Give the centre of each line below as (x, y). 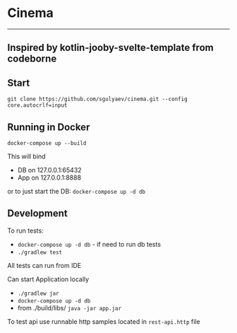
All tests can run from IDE (44, 265)
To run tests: (25, 230)
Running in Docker (49, 127)
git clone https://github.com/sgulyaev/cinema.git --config (98, 99)
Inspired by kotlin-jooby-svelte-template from (110, 48)
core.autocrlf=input (38, 105)
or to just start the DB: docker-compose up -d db (77, 191)
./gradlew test (40, 252)
